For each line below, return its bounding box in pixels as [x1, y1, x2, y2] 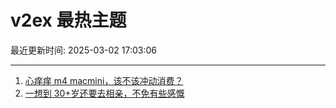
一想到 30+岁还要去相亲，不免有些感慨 [24, 87, 185, 99]
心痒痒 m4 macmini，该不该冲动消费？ [24, 74, 184, 86]
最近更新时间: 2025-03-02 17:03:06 [10, 44, 158, 56]
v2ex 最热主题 [10, 9, 127, 32]
